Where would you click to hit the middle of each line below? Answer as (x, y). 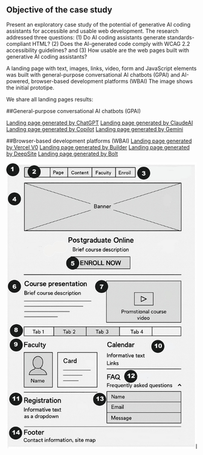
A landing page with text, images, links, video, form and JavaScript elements (101, 68)
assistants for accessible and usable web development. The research (93, 31)
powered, (18, 81)
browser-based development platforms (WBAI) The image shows (112, 81)
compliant (19, 44)
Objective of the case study (60, 10)
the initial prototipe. (30, 88)
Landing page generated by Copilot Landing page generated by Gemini (95, 129)
